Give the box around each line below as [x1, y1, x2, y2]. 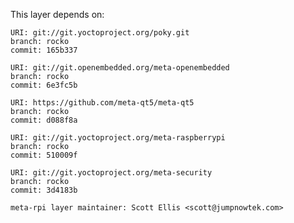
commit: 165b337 [10, 45, 78, 55]
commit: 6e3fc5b [10, 80, 78, 90]
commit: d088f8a [10, 115, 78, 125]
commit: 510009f [10, 150, 78, 160]
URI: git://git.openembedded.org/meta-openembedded [10, 63, 230, 73]
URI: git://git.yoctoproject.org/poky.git [10, 28, 190, 38]
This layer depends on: [10, 9, 105, 20]
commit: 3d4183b [10, 185, 78, 195]
